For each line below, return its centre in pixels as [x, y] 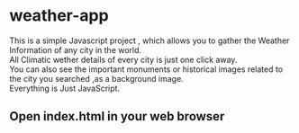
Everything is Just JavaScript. [64, 88]
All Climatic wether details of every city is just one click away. [123, 59]
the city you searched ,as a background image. [97, 78]
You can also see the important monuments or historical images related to [146, 69]
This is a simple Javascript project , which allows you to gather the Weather [149, 40]
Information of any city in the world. [76, 49]
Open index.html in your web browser [117, 116]
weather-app [59, 16]
